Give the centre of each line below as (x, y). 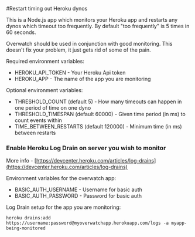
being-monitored (26, 228)
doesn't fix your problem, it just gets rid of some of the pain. (78, 50)
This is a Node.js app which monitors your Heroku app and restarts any (92, 20)
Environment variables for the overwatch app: (61, 178)
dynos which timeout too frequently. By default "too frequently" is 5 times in (98, 26)
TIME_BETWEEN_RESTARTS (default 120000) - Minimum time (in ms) (98, 126)
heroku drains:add (28, 218)
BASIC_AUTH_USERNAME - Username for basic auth (78, 189)
